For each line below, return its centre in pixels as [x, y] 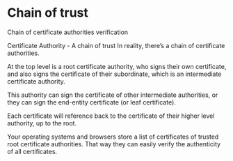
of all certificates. [32, 151]
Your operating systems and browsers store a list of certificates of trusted [113, 137]
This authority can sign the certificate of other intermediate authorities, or [113, 95]
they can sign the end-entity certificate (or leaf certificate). [91, 102]
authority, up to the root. [42, 123]
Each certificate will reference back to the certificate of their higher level [111, 116]
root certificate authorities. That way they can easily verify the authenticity [114, 144]
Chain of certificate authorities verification [68, 32]
